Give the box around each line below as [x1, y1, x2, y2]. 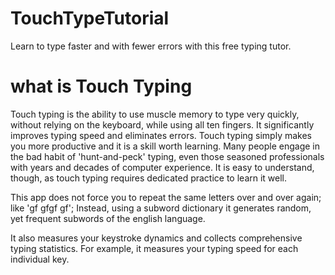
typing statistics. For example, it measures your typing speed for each [10, 242, 299, 254]
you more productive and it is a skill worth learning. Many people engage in [10, 140, 320, 152]
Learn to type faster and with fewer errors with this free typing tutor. [10, 40, 292, 52]
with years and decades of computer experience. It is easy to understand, [10, 161, 315, 173]
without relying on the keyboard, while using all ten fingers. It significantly [10, 118, 315, 131]
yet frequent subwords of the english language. [10, 212, 206, 224]
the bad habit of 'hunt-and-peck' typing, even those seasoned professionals [10, 150, 325, 162]
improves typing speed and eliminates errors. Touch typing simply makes [10, 129, 313, 141]
